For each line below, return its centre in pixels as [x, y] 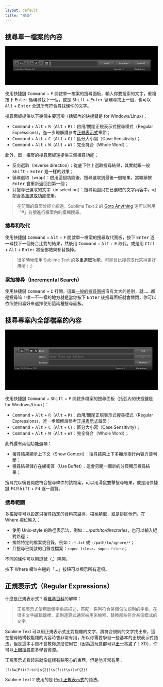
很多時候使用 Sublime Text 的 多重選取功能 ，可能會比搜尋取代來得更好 [86, 260]
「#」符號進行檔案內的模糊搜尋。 [50, 212]
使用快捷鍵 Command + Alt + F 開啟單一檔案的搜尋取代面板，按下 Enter [77, 237]
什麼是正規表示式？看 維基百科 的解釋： [43, 599]
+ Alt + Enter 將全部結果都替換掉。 [42, 249]
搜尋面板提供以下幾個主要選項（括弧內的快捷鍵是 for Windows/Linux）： [76, 116]
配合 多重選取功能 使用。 [35, 196]
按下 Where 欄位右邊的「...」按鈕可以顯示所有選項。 [57, 569]
